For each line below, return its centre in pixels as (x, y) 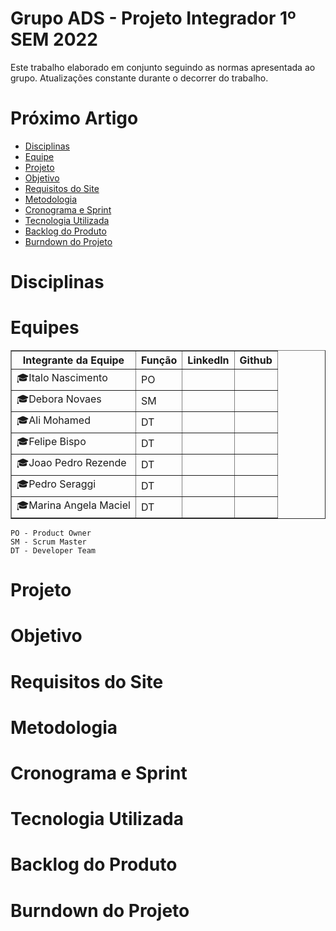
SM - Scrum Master (48, 542)
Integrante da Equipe (73, 360)
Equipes (45, 328)
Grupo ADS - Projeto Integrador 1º (153, 18)
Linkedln (208, 360)
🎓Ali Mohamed (53, 420)
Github (256, 360)
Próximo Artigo (74, 118)
